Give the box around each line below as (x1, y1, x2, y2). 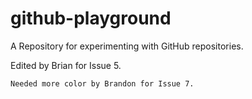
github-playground (10, 7, 172, 30)
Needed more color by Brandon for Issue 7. (10, 78, 195, 89)
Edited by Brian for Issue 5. (10, 59, 122, 71)
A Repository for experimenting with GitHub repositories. (10, 40, 244, 52)
